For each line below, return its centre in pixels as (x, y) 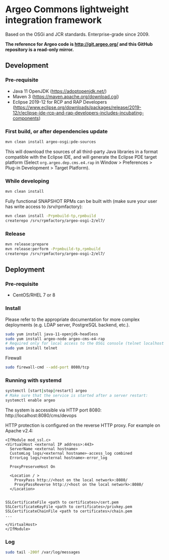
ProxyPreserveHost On (33, 466)
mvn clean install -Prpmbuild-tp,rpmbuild (51, 216)
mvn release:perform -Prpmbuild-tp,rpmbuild (53, 249)
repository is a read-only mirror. (40, 49)
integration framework (54, 20)
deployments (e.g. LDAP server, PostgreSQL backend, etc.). (68, 325)
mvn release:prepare (27, 244)
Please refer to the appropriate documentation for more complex (73, 319)
